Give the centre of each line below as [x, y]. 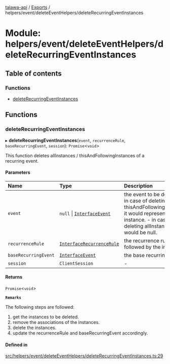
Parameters [18, 172]
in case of [136, 201]
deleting [134, 226]
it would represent [145, 213]
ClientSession [76, 263]
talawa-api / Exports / [28, 7]
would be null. [140, 232]
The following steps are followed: [40, 307]
